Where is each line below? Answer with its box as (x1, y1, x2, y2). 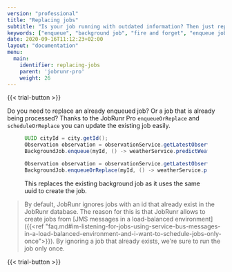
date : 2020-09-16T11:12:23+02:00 (7, 36, 104, 43)
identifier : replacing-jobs (19, 62, 100, 69)
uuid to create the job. (24, 186, 88, 194)
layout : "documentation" (7, 42, 79, 49)
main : (13, 55, 30, 62)
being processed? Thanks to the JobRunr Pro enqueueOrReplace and (7, 114, 200, 123)
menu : (7, 49, 23, 56)
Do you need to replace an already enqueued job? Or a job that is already (7, 107, 215, 115)
